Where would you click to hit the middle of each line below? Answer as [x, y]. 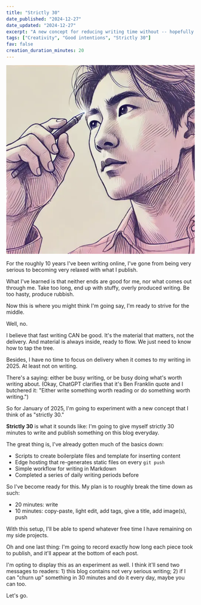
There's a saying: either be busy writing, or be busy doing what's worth [94, 377]
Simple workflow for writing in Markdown [66, 468]
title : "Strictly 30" [33, 13]
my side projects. [28, 535]
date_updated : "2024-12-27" [41, 25]
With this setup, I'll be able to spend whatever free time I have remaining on [99, 529]
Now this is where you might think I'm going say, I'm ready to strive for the [98, 305]
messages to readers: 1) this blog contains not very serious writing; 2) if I [96, 571]
